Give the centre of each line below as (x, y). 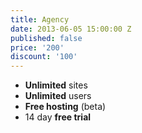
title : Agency (40, 19)
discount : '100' (44, 57)
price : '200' (37, 47)
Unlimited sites (56, 85)
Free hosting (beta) (65, 107)
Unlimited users (58, 96)
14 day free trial (58, 117)
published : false (46, 38)
